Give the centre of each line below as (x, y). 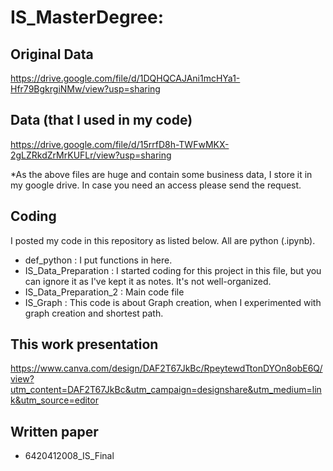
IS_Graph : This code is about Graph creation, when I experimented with (173, 302)
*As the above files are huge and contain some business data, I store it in (161, 174)
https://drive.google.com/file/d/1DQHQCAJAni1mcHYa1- (125, 78)
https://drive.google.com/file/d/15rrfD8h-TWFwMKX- (120, 144)
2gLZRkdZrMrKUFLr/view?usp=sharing (91, 155)
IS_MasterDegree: (87, 17)
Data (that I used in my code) (101, 120)
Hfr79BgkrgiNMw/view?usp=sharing (85, 89)
